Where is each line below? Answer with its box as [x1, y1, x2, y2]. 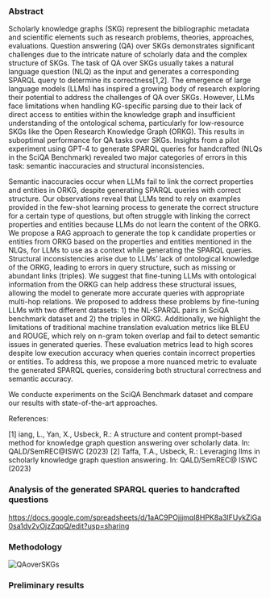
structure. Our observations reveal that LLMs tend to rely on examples [8, 194, 241, 203]
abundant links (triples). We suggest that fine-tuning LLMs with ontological [8, 271, 256, 281]
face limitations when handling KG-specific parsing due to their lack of [8, 101, 243, 111]
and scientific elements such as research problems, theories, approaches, [8, 32, 255, 42]
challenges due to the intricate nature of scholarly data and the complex [8, 50, 247, 60]
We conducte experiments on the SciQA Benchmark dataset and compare [8, 390, 254, 399]
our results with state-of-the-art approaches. [8, 398, 158, 408]
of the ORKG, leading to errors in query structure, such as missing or [8, 262, 236, 272]
